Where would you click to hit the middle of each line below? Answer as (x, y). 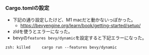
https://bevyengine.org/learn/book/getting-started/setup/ (80, 26)
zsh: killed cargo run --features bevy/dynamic (61, 47)
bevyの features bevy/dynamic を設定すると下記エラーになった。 (80, 38)
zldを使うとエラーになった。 (42, 32)
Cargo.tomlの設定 (27, 8)
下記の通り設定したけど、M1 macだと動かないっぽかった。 (74, 20)
